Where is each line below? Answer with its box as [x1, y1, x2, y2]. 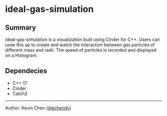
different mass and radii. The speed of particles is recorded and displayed [5, 47, 157, 53]
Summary [5, 23, 36, 32]
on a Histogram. [5, 52, 38, 58]
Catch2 [12, 91, 28, 97]
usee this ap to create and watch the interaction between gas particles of [5, 42, 155, 48]
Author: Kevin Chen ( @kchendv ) [5, 105, 71, 111]
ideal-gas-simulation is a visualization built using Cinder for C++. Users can [5, 36, 160, 42]
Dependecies [5, 67, 47, 75]
